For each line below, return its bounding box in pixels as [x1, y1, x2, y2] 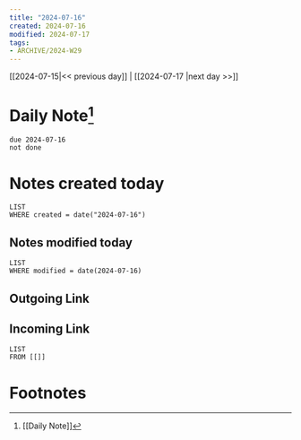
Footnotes [9, 383, 87, 403]
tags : [9, 38, 30, 47]
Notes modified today [9, 235, 133, 250]
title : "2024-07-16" [9, 13, 87, 22]
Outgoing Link [9, 290, 90, 306]
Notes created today [9, 173, 165, 194]
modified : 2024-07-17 [9, 30, 90, 39]
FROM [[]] [9, 353, 47, 362]
